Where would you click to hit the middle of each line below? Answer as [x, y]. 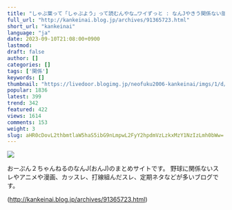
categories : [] [29, 65]
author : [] [23, 59]
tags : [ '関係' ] [28, 71]
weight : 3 [21, 129]
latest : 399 [24, 97]
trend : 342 [23, 103]
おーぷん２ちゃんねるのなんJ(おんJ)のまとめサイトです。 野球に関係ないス [113, 169]
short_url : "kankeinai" [41, 26]
